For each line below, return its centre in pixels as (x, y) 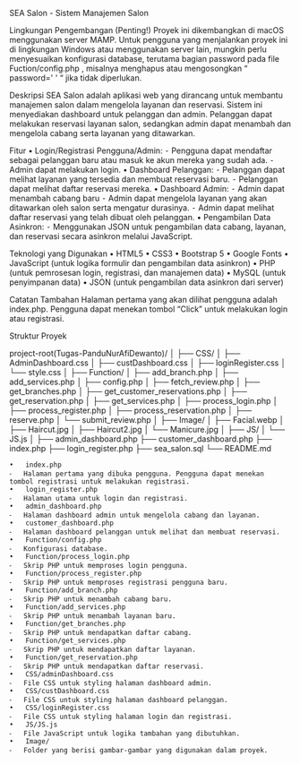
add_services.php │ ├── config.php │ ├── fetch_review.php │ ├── (135, 382)
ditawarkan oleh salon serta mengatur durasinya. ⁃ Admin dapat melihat (142, 208)
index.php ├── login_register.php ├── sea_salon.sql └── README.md (140, 448)
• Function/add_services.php (68, 607)
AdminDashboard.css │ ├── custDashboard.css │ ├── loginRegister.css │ (148, 363)
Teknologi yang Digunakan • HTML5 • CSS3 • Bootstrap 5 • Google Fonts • (149, 253)
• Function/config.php (56, 540)
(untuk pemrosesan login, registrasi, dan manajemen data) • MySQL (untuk (148, 273)
